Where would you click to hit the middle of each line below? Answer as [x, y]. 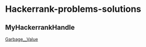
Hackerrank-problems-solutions [73, 9]
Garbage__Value [22, 39]
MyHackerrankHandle [40, 27]
